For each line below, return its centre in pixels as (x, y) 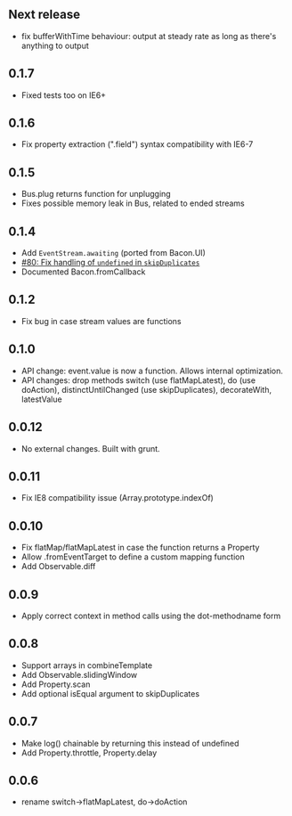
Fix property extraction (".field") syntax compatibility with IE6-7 (137, 144)
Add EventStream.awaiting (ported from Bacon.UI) (114, 253)
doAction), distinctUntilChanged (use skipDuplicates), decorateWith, (146, 389)
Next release (45, 15)
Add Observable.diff (58, 567)
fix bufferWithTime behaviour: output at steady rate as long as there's (149, 36)
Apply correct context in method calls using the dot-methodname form (151, 616)
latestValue (42, 399)
